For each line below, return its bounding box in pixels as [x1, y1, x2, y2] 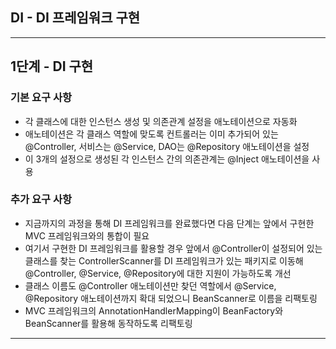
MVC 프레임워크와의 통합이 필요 [24, 229, 150, 242]
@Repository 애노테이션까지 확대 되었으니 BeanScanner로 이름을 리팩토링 [24, 292, 318, 304]
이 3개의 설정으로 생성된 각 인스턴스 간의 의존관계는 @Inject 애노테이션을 [24, 153, 310, 165]
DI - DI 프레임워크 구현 [10, 9, 141, 27]
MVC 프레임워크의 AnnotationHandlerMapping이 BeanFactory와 [24, 304, 284, 317]
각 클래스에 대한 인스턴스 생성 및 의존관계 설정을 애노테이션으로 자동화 [24, 115, 298, 127]
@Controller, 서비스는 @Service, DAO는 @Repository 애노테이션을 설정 [24, 140, 310, 152]
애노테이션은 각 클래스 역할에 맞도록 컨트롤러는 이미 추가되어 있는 [24, 128, 279, 140]
